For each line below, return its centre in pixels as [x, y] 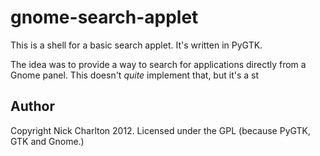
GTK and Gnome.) [47, 141]
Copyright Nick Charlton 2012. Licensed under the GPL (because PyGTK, [161, 130]
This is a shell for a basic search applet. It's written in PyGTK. [136, 45]
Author [32, 106]
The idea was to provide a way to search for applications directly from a [158, 64]
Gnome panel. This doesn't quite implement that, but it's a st [135, 75]
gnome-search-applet [104, 17]
